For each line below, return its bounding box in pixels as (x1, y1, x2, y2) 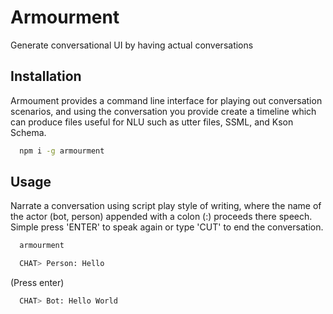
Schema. (10, 126, 47, 138)
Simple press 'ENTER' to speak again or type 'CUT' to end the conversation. (10, 221, 324, 233)
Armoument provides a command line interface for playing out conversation (10, 94, 323, 106)
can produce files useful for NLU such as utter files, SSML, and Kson (10, 116, 294, 128)
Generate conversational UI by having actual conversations (10, 39, 254, 51)
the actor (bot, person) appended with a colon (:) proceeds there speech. (10, 211, 313, 223)
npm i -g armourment (19, 146, 105, 156)
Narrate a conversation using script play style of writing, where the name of (10, 200, 322, 212)
